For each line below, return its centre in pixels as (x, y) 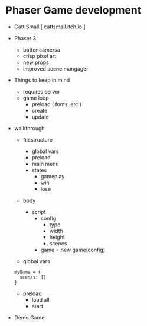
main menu (45, 164)
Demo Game (29, 317)
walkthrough (29, 128)
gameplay (53, 176)
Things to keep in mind (42, 80)
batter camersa (41, 49)
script (39, 212)
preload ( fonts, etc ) (57, 104)
